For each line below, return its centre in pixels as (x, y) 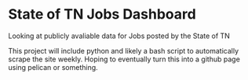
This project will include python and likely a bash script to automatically (124, 50)
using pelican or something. (53, 67)
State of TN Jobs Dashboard (102, 14)
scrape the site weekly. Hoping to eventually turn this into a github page (124, 59)
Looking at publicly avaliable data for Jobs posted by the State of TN (119, 36)
